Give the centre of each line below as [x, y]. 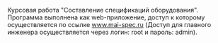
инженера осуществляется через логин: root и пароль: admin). [102, 32]
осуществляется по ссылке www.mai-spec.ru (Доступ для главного [109, 25]
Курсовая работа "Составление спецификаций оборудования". [103, 10]
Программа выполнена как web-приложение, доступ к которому [106, 17]
